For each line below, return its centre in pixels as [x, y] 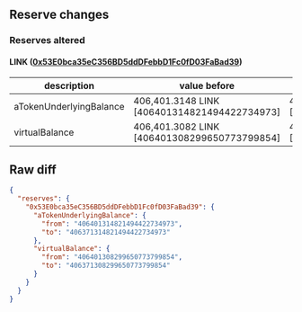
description [69, 85]
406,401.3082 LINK [177, 127]
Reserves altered [47, 40]
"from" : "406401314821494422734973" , [112, 224]
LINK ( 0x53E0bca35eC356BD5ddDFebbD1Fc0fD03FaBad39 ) [126, 61]
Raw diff [33, 169]
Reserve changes [59, 15]
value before [207, 85]
